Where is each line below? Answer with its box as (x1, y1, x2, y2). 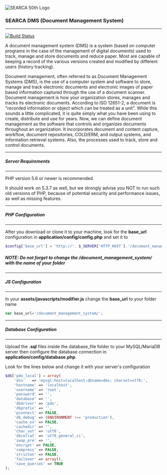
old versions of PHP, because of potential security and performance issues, (5, 190, 160, 196)
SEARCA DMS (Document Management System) (5, 17, 124, 24)
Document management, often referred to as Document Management (5, 74, 148, 80)
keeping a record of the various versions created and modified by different (5, 59, 158, 65)
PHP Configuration (5, 211, 45, 217)
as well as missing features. (5, 195, 62, 201)
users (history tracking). (5, 64, 55, 70)
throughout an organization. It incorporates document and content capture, (5, 126, 159, 132)
